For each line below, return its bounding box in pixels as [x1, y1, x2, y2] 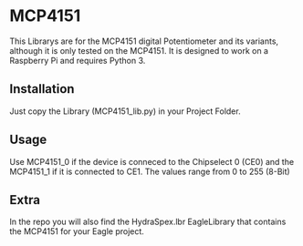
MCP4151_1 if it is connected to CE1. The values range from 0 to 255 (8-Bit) [9, 166, 290, 177]
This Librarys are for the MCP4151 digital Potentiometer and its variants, [9, 36, 279, 46]
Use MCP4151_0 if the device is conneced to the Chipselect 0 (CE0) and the [9, 156, 295, 167]
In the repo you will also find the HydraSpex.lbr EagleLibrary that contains [9, 216, 287, 228]
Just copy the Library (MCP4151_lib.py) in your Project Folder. [9, 106, 241, 117]
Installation [9, 81, 75, 97]
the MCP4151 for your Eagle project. [9, 226, 144, 237]
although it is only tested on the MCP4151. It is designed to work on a [9, 45, 269, 56]
